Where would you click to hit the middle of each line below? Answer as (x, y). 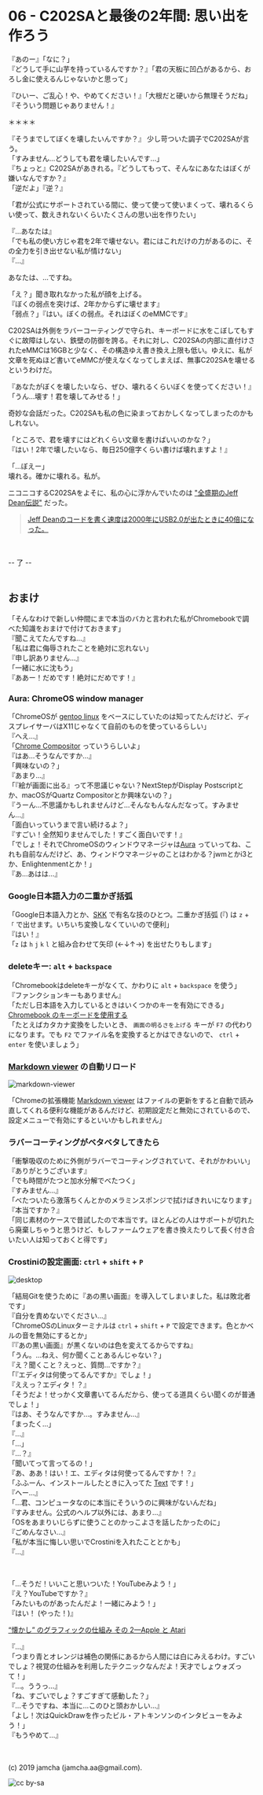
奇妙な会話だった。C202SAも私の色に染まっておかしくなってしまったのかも (131, 413)
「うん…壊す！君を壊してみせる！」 (66, 396)
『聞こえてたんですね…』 (49, 638)
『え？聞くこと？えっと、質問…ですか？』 (77, 1365)
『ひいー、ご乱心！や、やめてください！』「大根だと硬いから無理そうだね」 (130, 95)
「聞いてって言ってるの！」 (52, 1463)
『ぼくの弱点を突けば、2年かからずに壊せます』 (86, 304)
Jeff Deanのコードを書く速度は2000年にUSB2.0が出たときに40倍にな (141, 519)
